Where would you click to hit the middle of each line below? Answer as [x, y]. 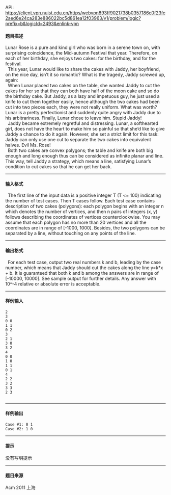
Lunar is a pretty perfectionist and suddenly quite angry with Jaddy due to [83, 113]
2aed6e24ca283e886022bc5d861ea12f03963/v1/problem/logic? [73, 18]
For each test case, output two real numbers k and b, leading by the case [84, 262]
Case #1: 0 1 [19, 425]
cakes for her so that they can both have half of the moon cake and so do [82, 91]
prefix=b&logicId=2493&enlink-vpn [42, 23]
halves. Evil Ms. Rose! [28, 145]
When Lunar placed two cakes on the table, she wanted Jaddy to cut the [84, 86]
